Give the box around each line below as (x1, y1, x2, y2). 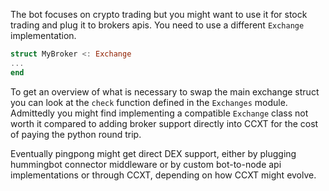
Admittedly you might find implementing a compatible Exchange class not (10, 107, 309, 119)
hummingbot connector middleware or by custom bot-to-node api (10, 158, 282, 170)
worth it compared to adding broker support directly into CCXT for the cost (10, 117, 319, 129)
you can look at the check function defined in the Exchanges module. (10, 96, 288, 108)
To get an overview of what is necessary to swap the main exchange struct (10, 85, 320, 98)
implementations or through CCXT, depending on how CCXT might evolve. (10, 169, 317, 181)
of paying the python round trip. (10, 128, 142, 140)
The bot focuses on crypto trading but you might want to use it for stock (10, 9, 308, 20)
